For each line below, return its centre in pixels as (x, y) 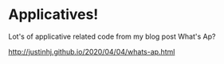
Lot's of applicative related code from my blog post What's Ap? (112, 36)
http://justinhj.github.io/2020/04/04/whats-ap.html (92, 51)
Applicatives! (53, 15)
